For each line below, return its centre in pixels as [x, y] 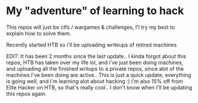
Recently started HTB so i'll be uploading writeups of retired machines [92, 45]
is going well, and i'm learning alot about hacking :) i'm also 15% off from [95, 81]
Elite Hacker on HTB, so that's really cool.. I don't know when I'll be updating [99, 87]
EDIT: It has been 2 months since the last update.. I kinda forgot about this [96, 56]
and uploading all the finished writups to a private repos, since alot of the [95, 68]
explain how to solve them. [39, 33]
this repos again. [27, 94]
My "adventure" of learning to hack [95, 11]
